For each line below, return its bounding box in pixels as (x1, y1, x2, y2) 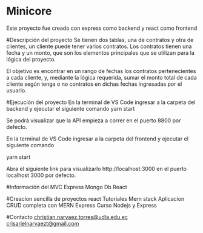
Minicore (6, 4, 52, 18)
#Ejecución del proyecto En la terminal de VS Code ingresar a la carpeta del (6, 99, 196, 106)
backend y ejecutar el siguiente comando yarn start (6, 105, 135, 112)
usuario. (6, 86, 27, 94)
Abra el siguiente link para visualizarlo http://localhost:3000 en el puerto (6, 165, 187, 172)
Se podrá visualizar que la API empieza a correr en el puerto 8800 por (6, 117, 181, 124)
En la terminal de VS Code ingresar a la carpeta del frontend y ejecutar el (6, 135, 189, 142)
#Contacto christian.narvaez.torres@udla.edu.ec (6, 213, 128, 220)
